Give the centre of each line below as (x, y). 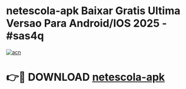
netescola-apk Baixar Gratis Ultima (93, 11)
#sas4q (25, 36)
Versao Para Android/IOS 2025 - (87, 23)
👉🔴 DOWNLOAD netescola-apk (86, 77)
